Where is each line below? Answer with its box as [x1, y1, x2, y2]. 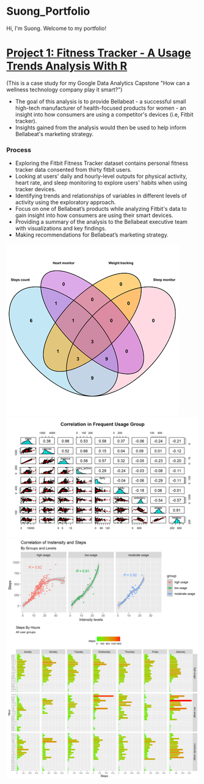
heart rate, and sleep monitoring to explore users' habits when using [15, 179, 188, 186]
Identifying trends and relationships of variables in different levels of [15, 192, 188, 200]
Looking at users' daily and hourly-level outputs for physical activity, [15, 173, 188, 180]
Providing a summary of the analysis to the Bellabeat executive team [15, 218, 188, 226]
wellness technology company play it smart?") [6, 86, 123, 93]
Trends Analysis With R [6, 59, 128, 73]
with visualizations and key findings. [15, 225, 107, 232]
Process [6, 145, 32, 154]
